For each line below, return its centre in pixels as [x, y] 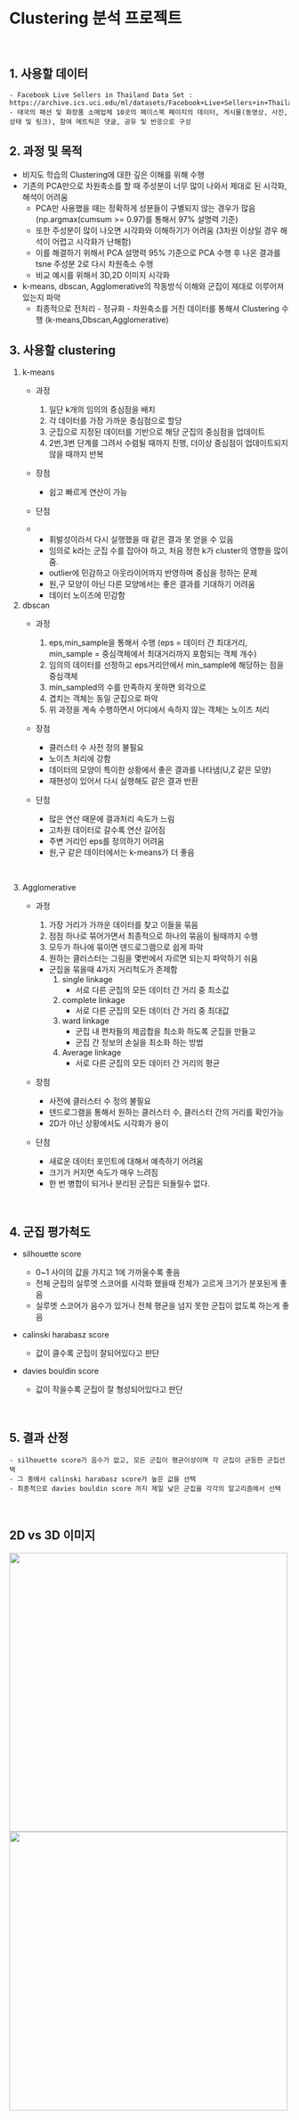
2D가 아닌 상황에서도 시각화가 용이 [109, 1123]
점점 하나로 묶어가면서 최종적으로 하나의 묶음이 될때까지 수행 [153, 936]
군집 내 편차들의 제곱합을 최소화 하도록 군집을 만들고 [166, 1031]
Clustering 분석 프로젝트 [96, 18]
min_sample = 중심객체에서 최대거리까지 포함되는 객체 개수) [153, 654]
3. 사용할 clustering [62, 350]
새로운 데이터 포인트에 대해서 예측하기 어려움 [126, 1162]
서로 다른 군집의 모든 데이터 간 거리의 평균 [148, 1064]
